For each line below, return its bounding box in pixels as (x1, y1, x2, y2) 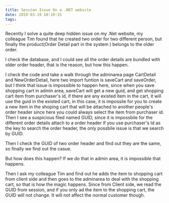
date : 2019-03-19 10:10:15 (5, 12, 62, 17)
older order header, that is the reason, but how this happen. (5, 62, 129, 68)
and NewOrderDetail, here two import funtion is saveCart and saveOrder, (5, 77, 156, 83)
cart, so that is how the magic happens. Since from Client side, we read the (5, 181, 161, 187)
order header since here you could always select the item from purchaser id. (5, 109, 164, 115)
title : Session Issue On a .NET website (5, 7, 92, 13)
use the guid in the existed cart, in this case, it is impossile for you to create (5, 98, 162, 105)
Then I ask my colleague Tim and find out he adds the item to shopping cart (5, 171, 163, 177)
